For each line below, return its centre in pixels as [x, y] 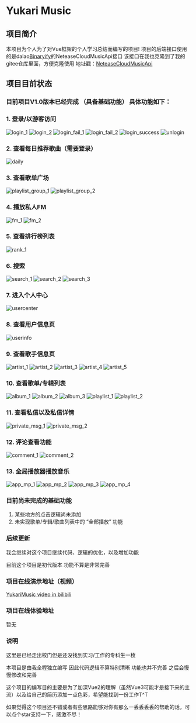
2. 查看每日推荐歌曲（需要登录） [52, 149]
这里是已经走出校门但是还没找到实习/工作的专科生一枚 [71, 655]
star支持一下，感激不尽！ [52, 714]
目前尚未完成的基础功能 [39, 501]
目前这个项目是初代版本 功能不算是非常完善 [58, 564]
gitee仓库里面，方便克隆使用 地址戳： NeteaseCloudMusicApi [79, 63]
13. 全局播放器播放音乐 [38, 471]
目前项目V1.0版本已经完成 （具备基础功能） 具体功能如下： [89, 102]
